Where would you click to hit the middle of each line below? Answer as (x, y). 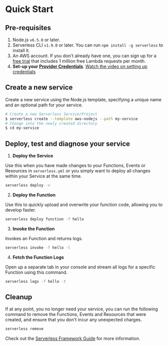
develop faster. (21, 210)
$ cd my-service (22, 128)
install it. (21, 50)
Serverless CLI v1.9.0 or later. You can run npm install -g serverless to (88, 45)
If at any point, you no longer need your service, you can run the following (81, 309)
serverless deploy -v (28, 186)
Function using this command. (36, 272)
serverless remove (24, 329)
